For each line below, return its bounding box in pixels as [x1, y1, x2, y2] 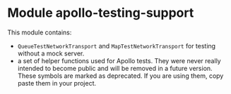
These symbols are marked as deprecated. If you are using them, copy [17, 72, 224, 80]
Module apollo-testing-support [7, 5, 194, 21]
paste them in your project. [17, 79, 97, 87]
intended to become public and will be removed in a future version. [17, 64, 213, 72]
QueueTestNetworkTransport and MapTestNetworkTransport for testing [17, 41, 216, 50]
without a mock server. [17, 49, 85, 58]
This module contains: [7, 28, 72, 36]
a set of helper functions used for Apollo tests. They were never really [17, 56, 221, 65]
